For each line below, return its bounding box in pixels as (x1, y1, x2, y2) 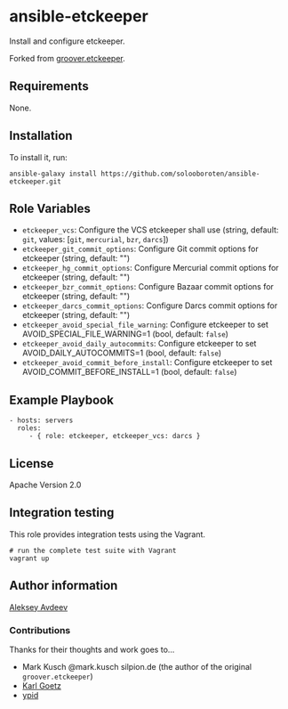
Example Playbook (9, 392, 114, 407)
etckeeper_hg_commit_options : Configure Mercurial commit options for (21, 263, 279, 273)
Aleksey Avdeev (9, 601, 68, 612)
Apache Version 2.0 (9, 479, 82, 490)
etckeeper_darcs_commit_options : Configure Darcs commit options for (21, 300, 278, 311)
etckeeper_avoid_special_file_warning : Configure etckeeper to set (21, 319, 269, 330)
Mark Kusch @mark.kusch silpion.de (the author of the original (21, 661, 252, 672)
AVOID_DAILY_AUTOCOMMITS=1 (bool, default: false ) (21, 347, 222, 358)
